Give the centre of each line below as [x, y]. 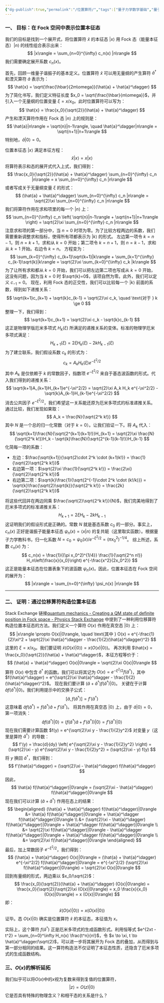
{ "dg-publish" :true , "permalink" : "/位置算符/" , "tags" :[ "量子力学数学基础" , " [79, 10]
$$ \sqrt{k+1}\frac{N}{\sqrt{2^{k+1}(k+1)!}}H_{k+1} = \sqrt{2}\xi [73, 434]
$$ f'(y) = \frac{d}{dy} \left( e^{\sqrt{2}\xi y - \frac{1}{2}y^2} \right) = [82, 744]
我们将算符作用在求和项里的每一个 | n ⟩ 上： [48, 209]
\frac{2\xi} [122, 469]
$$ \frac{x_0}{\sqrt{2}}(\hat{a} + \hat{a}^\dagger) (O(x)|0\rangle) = [82, 884]
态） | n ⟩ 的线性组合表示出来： [34, 45]
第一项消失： [18, 713]
